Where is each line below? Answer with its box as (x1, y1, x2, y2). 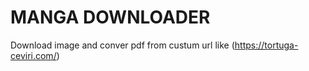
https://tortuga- (234, 39, 299, 51)
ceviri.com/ (10, 49, 57, 61)
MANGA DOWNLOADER (10, 6, 211, 29)
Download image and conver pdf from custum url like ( (10, 39, 235, 51)
